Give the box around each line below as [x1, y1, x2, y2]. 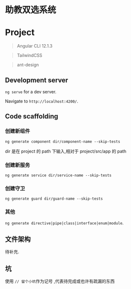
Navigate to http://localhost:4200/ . [5, 98, 79, 104]
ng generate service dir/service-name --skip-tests [5, 173, 112, 178]
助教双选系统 [5, 4, 57, 16]
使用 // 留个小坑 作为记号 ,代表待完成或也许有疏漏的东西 [5, 278, 115, 284]
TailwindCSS [16, 52, 43, 58]
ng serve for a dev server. [5, 88, 57, 95]
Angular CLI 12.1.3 [16, 43, 52, 49]
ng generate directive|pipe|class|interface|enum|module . [5, 220, 124, 226]
